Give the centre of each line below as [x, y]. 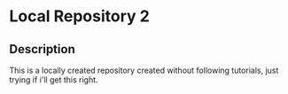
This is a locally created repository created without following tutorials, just [144, 70]
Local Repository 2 [80, 16]
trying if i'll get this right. [54, 80]
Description [42, 49]
